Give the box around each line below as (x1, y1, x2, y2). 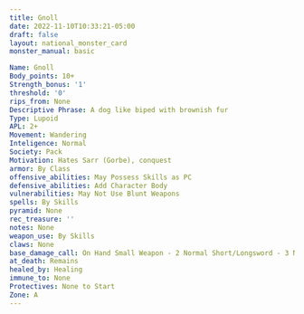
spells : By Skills (9, 198, 79, 207)
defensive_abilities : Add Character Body (9, 181, 168, 190)
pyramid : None (9, 206, 63, 215)
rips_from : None (9, 97, 71, 106)
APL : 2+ (9, 122, 39, 131)
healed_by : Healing (9, 265, 83, 274)
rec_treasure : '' (9, 214, 75, 224)
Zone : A (9, 290, 39, 300)
